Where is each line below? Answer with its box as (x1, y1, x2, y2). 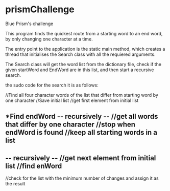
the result (5, 181, 26, 187)
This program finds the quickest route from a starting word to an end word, (5, 30, 163, 36)
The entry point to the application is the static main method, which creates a (5, 46, 165, 52)
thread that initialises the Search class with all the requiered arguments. (5, 51, 156, 57)
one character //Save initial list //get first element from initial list (5, 97, 139, 103)
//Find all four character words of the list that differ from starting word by (5, 92, 158, 98)
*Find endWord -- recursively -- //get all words (5, 112, 158, 121)
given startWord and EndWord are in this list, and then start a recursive (5, 67, 154, 73)
